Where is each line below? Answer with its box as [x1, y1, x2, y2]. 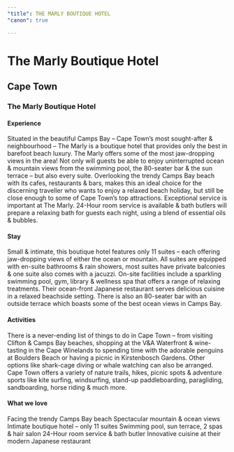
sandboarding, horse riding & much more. [7, 383, 127, 391]
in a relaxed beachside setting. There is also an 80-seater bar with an [7, 292, 207, 300]
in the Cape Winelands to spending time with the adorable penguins [28, 346, 224, 354]
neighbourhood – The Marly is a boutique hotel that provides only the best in [7, 142, 228, 150]
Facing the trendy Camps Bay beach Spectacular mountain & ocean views [7, 414, 221, 423]
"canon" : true [7, 17, 49, 24]
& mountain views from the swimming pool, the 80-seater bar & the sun [7, 164, 213, 173]
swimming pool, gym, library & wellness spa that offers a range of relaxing [7, 277, 221, 286]
